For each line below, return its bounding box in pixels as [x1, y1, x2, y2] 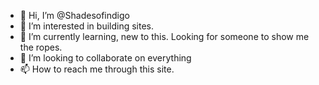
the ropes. [19, 41, 63, 53]
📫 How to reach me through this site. [19, 63, 175, 75]
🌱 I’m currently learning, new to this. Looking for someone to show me [19, 31, 310, 42]
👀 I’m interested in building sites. [19, 20, 155, 32]
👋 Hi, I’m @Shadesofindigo [19, 10, 130, 21]
